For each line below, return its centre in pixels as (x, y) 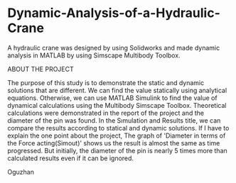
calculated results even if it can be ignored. (70, 158)
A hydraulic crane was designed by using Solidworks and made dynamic (114, 48)
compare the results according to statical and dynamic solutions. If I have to (118, 128)
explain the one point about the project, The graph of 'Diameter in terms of (117, 135)
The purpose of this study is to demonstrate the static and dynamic (106, 82)
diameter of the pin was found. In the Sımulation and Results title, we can (114, 120)
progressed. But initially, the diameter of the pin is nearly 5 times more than (117, 150)
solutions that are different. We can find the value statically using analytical (117, 90)
